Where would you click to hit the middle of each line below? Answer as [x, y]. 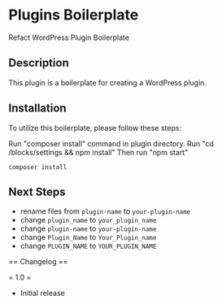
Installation [37, 109]
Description [39, 63]
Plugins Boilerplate [74, 15]
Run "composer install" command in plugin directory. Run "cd [111, 143]
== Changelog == [38, 262]
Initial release [42, 293]
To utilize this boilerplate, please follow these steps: [95, 128]
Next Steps [37, 191]
